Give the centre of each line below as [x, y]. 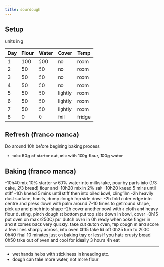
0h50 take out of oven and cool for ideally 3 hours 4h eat [62, 240]
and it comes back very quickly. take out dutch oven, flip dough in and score [82, 224]
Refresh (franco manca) [42, 134]
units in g [14, 41]
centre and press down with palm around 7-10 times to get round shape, [78, 204]
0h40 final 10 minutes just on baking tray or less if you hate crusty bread [78, 235]
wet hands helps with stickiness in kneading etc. [61, 254]
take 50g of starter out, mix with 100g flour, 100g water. [68, 156]
